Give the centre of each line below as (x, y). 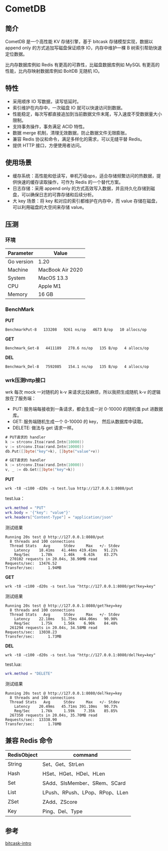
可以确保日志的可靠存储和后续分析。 (59, 194)
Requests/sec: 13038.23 (31, 632)
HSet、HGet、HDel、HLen (74, 774)
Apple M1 (50, 286)
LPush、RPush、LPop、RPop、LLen (86, 793)
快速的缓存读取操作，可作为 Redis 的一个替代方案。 (70, 182)
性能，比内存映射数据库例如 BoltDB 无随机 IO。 (54, 71)
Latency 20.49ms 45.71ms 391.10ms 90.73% (66, 706)
